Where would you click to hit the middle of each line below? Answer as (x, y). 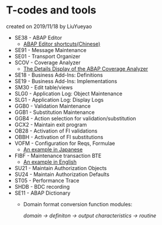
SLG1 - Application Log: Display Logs (59, 99)
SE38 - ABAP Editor (38, 37)
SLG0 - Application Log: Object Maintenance (68, 94)
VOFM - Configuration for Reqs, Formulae (65, 143)
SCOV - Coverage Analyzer (47, 63)
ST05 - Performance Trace (47, 180)
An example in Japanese (53, 149)
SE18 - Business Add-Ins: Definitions (59, 75)
